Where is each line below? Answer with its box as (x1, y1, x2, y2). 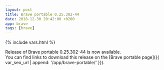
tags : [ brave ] (5, 26, 35, 31)
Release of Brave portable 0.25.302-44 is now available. (5, 49, 121, 55)
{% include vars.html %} (5, 39, 56, 45)
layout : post (5, 7, 32, 12)
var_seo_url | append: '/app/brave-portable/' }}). (5, 60, 105, 66)
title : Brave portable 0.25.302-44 (5, 12, 79, 17)
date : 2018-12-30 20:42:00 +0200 (5, 16, 75, 21)
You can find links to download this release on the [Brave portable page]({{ (5, 54, 159, 60)
